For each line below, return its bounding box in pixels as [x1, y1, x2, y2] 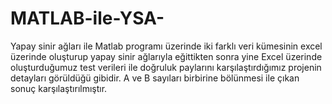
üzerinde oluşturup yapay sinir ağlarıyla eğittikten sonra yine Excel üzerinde [10, 50, 323, 62]
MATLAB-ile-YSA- [10, 7, 165, 30]
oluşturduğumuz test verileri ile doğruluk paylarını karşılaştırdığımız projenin [10, 61, 322, 73]
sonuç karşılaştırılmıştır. [10, 82, 108, 94]
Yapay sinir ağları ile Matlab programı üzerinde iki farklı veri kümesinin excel [10, 40, 323, 52]
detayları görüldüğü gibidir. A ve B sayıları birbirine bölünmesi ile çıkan [10, 72, 300, 84]
